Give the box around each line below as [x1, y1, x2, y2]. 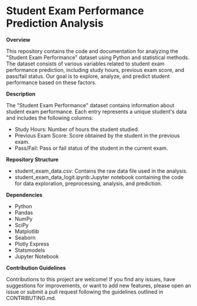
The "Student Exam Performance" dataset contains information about [6, 101, 175, 108]
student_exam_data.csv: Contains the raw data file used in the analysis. [14, 167, 188, 175]
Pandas [14, 209, 34, 216]
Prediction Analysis [6, 17, 104, 30]
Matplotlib [14, 228, 39, 235]
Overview [6, 36, 31, 43]
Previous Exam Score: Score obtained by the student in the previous [14, 131, 181, 139]
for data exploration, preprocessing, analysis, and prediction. [14, 180, 163, 187]
